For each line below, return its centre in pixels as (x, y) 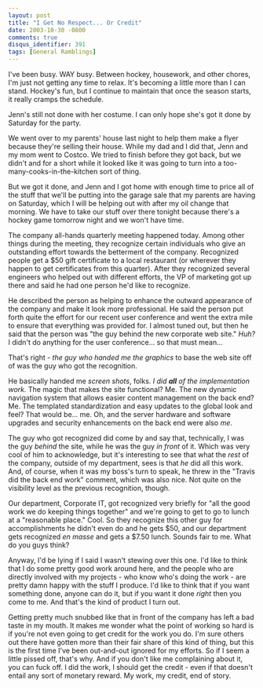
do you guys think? (39, 545)
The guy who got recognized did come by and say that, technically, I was (126, 438)
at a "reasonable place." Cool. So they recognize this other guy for (115, 520)
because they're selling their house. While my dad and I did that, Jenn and (128, 146)
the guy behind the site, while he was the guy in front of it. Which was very (129, 446)
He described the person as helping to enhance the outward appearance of (130, 300)
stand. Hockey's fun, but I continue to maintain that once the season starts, (130, 91)
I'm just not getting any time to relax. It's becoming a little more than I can (127, 82)
